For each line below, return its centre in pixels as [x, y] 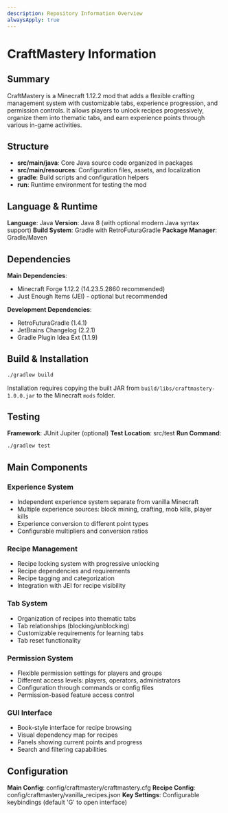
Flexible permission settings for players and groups [90, 673]
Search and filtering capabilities [62, 750]
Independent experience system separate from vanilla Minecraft [108, 502]
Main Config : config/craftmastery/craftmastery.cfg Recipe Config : [101, 788]
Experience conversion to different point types [83, 524]
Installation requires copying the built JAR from [73, 388]
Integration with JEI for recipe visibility [71, 586]
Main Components [47, 467]
